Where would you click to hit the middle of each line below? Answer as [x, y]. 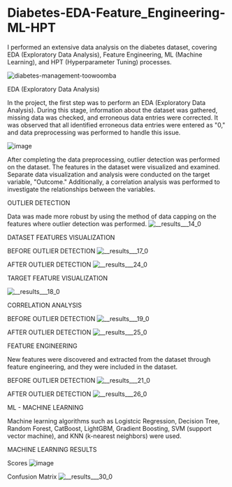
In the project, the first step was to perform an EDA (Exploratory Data [107, 102]
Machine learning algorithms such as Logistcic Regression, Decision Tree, [114, 421]
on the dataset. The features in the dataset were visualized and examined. [114, 167]
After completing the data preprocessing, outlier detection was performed [114, 160]
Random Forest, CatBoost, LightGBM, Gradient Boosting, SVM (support [109, 428]
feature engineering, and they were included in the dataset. [93, 367]
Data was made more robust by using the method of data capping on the [112, 216]
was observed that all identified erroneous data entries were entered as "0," [116, 125]
